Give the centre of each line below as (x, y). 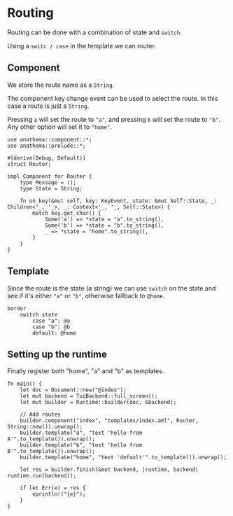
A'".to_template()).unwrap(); (51, 439)
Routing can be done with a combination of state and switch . (94, 32)
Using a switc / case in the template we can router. (82, 46)
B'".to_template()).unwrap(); (51, 452)
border (17, 308)
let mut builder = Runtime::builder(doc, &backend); (98, 403)
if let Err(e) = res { (53, 488)
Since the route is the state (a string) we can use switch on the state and (112, 288)
